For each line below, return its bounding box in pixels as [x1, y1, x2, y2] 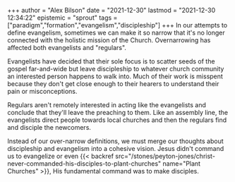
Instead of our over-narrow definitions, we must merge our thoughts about [7, 137, 224, 145]
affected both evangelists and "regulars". [7, 44, 127, 51]
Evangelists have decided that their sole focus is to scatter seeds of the [7, 57, 215, 66]
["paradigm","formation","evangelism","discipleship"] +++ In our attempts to [7, 21, 228, 29]
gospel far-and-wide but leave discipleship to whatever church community [7, 65, 224, 73]
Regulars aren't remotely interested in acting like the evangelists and [7, 101, 207, 109]
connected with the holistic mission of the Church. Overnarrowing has [7, 36, 211, 44]
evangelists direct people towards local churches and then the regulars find [7, 116, 227, 124]
